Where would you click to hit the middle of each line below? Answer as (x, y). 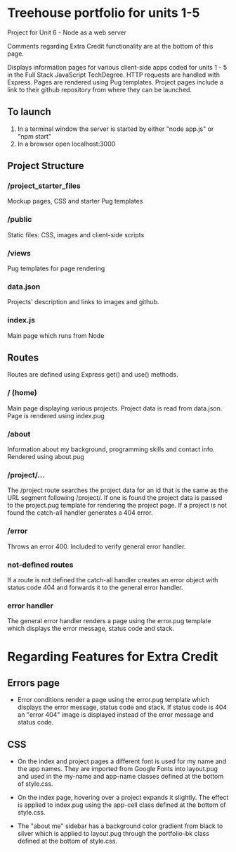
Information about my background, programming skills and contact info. (111, 449)
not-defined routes (40, 565)
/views (19, 253)
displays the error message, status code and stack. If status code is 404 (122, 707)
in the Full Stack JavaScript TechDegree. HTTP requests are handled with (113, 75)
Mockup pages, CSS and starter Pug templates (75, 201)
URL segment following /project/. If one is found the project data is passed (115, 498)
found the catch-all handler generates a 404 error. (80, 513)
